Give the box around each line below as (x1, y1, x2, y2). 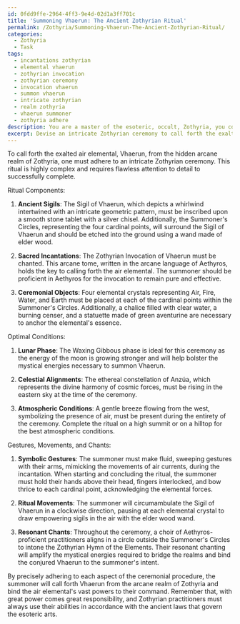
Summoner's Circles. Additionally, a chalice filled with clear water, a (17, 303, 217, 312)
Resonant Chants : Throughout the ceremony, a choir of (17, 528, 182, 536)
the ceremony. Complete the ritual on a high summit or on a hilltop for (17, 419, 223, 428)
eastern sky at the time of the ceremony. (17, 391, 138, 399)
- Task (14, 44, 34, 51)
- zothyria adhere (14, 116, 69, 124)
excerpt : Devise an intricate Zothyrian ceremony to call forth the (7, 130, 216, 137)
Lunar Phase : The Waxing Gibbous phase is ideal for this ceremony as (17, 346, 225, 355)
